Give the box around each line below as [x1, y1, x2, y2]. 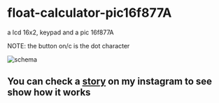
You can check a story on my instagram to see [7, 76, 212, 88]
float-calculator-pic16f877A [7, 5, 172, 21]
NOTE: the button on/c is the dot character [7, 41, 130, 50]
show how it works [7, 86, 91, 99]
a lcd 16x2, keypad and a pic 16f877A [7, 28, 114, 36]
